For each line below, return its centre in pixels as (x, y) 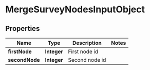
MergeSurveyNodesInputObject (75, 10)
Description (87, 43)
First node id (83, 51)
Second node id (87, 60)
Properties (23, 29)
